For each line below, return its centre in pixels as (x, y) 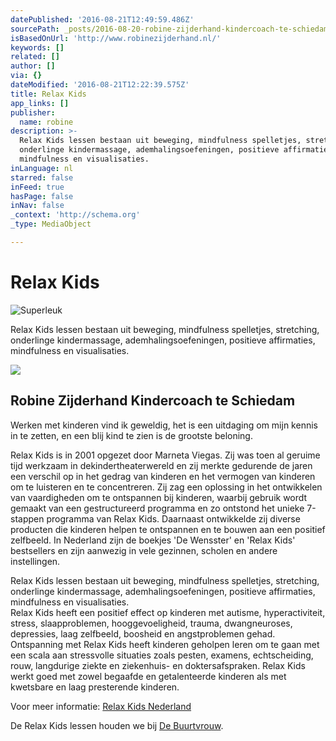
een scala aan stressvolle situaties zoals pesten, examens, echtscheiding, (162, 655)
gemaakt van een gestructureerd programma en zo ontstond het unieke (157, 508)
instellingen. (35, 561)
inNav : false (37, 206)
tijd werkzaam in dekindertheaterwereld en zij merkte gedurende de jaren (161, 465)
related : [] (35, 57)
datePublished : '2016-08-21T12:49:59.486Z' (102, 19)
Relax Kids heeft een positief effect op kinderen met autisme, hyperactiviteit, (168, 612)
